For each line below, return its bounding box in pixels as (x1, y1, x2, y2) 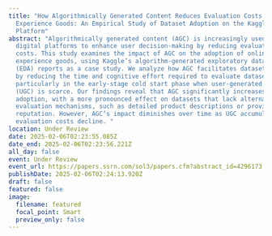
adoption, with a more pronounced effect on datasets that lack (15, 95, 237, 103)
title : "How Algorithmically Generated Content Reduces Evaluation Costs (8, 11, 263, 20)
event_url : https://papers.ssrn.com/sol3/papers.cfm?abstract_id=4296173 (8, 163, 263, 171)
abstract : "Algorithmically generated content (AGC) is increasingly (8, 34, 249, 43)
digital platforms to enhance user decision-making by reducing (15, 42, 237, 50)
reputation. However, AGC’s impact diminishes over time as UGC (15, 110, 237, 118)
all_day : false (8, 148, 60, 156)
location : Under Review (8, 125, 89, 133)
